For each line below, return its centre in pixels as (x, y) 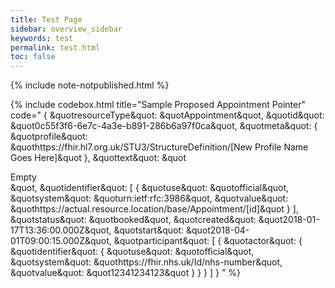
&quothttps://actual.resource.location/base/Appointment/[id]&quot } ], (154, 209)
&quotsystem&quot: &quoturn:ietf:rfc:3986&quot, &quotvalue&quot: (149, 198)
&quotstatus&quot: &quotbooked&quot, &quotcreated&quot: (133, 220)
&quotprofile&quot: (49, 137)
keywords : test (42, 38)
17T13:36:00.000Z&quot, (61, 230)
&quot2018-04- (217, 230)
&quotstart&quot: (149, 230)
